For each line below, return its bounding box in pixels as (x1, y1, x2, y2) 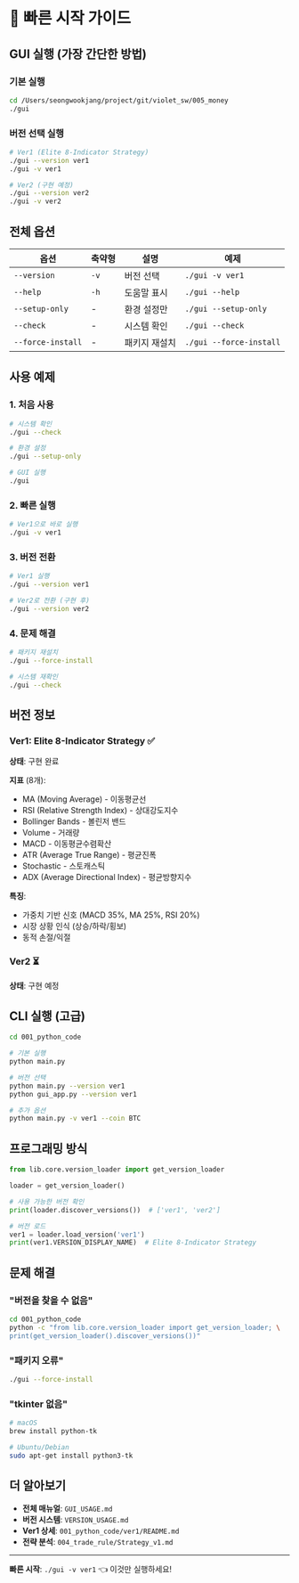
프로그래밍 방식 (9, 1141, 88, 1156)
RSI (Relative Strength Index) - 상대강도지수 (21, 805, 179, 816)
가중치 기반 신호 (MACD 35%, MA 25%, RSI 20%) (21, 910, 200, 920)
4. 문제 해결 (9, 627, 56, 640)
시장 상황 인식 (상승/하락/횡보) (21, 921, 127, 932)
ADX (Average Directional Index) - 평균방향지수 (21, 872, 192, 883)
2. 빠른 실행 (9, 499, 56, 511)
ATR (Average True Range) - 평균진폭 (21, 850, 158, 861)
